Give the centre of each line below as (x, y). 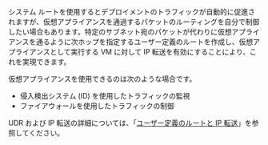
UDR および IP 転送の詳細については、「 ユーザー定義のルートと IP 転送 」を (130, 123)
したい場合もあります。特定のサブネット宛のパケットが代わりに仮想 (120, 32)
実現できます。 (46, 62)
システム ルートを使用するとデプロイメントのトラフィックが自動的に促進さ (132, 12)
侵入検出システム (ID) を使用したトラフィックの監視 (105, 96)
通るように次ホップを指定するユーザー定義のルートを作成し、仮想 (144, 42)
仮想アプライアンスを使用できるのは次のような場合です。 (102, 79)
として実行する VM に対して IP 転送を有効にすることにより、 (150, 52)
